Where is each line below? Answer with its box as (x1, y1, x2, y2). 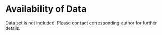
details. (5, 25, 21, 31)
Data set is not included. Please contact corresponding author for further (5, 20, 157, 26)
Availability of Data (5, 3, 87, 15)
